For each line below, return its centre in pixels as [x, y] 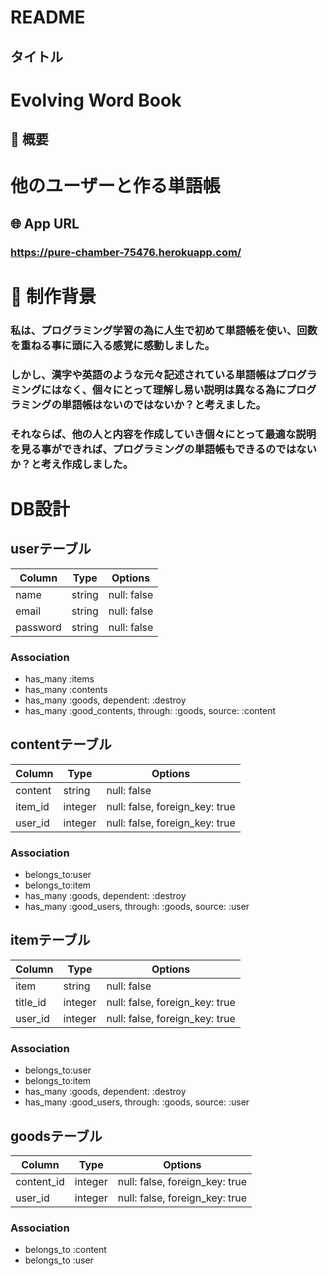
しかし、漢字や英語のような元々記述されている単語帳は [143, 374]
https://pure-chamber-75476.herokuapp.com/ [126, 252]
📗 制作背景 [53, 296]
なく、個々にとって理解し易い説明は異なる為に [174, 389]
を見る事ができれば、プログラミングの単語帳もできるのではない [163, 449]
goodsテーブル [56, 1136]
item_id [32, 806]
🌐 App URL [45, 223]
